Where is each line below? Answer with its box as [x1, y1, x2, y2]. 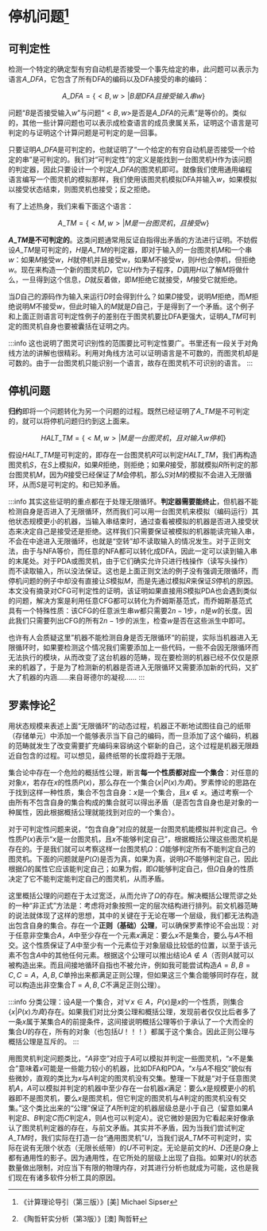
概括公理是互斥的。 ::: [8, 1036, 79, 1046]
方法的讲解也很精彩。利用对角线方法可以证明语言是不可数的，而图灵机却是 [14, 349, 259, 358]
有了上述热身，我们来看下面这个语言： [8, 202, 133, 211]
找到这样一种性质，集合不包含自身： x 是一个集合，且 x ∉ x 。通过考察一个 [14, 787, 253, 797]
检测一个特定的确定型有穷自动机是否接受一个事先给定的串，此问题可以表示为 [8, 64, 259, 74]
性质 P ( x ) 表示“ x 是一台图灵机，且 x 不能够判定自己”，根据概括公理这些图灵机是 [8, 834, 258, 843]
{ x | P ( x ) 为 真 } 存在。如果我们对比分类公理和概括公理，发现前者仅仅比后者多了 [8, 1006, 257, 1017]
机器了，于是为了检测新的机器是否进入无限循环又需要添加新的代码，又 [21, 662, 252, 672]
